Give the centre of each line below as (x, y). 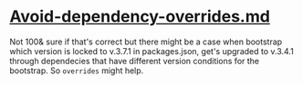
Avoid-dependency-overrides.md (140, 17)
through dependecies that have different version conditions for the (135, 61)
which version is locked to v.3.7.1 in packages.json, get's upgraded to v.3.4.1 (151, 51)
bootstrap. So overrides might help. (77, 71)
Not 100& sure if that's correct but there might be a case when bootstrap (146, 42)
